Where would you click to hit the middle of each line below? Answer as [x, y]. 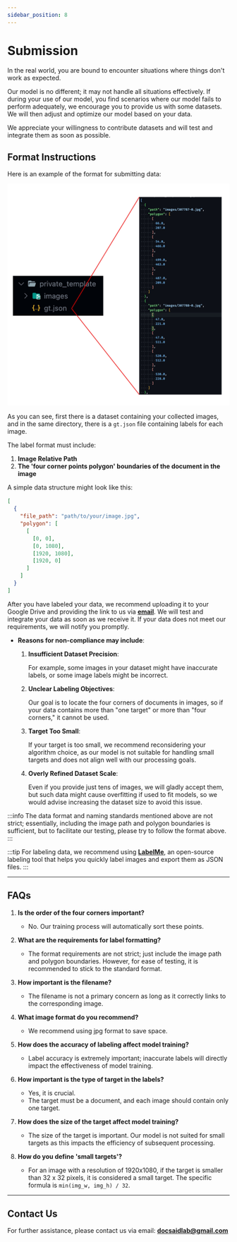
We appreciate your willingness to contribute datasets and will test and [110, 128]
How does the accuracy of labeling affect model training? [103, 1045]
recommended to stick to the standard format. [95, 968]
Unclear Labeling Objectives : [71, 688]
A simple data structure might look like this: [70, 487]
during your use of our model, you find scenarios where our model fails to [115, 99]
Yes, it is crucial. [52, 1092]
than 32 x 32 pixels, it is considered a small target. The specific [120, 1177]
